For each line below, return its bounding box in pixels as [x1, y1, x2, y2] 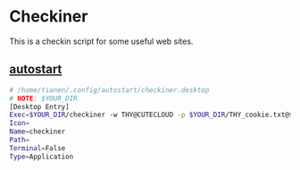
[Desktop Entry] [9, 102, 70, 111]
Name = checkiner [9, 127, 66, 136]
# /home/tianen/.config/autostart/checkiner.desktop [9, 85, 210, 95]
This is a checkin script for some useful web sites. [9, 36, 194, 47]
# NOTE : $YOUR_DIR [9, 94, 78, 103]
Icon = [9, 119, 29, 128]
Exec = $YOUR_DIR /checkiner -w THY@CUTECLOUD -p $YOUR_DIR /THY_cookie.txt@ [9, 110, 290, 120]
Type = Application [9, 152, 74, 161]
